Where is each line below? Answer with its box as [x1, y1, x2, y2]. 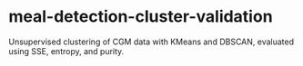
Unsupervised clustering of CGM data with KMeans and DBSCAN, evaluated [8, 36, 295, 47]
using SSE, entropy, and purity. [8, 45, 125, 56]
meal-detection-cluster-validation [8, 6, 274, 27]
